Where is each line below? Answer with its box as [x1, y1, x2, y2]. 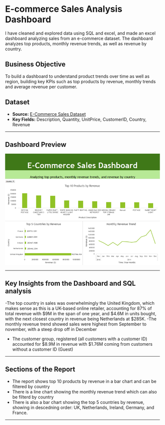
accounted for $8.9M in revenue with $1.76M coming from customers [12, 341, 153, 347]
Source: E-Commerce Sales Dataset [12, 111, 86, 117]
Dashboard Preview [5, 140, 67, 149]
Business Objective [5, 60, 66, 68]
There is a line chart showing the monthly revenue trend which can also [12, 389, 157, 394]
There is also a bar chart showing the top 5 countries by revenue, [12, 399, 145, 405]
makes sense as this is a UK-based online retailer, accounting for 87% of [5, 305, 152, 311]
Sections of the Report [5, 365, 76, 374]
